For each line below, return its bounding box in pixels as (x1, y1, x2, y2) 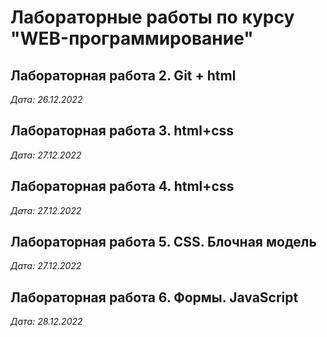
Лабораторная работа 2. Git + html (10, 67, 237, 84)
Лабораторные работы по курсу (10, 6, 295, 29)
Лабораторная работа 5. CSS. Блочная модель (10, 234, 317, 251)
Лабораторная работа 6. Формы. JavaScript (10, 289, 299, 306)
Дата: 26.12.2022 (10, 94, 83, 105)
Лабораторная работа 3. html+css (10, 122, 235, 140)
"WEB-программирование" (10, 27, 254, 50)
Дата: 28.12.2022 (10, 316, 83, 328)
